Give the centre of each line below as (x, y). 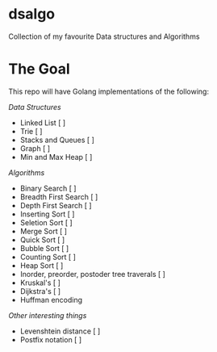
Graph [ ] (35, 148)
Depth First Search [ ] (56, 205)
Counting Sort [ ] (48, 257)
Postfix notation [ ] (51, 339)
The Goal (39, 69)
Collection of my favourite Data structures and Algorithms (104, 36)
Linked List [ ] (43, 123)
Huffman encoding (51, 300)
